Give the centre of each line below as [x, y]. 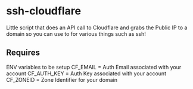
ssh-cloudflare [44, 11]
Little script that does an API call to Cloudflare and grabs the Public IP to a [97, 27]
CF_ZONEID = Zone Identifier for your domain [62, 79]
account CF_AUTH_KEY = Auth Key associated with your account [86, 73]
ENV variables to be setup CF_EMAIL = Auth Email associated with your [94, 67]
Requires [23, 53]
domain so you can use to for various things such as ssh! [76, 33]
